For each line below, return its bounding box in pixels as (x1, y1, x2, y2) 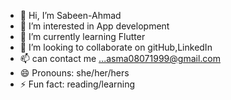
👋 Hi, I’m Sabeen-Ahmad (19, 10, 122, 21)
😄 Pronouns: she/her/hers (19, 67, 130, 79)
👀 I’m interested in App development (19, 20, 170, 32)
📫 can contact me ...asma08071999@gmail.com (19, 53, 221, 64)
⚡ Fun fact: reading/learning (19, 78, 136, 90)
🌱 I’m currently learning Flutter (19, 31, 146, 42)
